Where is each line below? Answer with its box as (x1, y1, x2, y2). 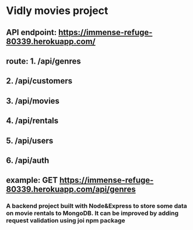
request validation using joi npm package (6, 217, 125, 225)
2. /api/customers (6, 76, 73, 86)
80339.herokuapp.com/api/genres (6, 184, 136, 194)
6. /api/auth (6, 155, 50, 165)
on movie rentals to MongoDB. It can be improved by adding (6, 209, 179, 217)
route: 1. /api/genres (6, 56, 81, 66)
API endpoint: (6, 27, 57, 37)
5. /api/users (6, 135, 54, 145)
